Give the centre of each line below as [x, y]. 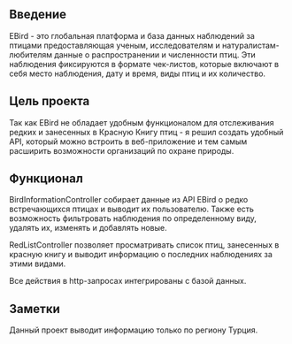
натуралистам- [251, 45]
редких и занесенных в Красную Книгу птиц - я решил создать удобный [146, 132]
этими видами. [38, 264]
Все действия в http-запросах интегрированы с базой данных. [128, 281]
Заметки [35, 309]
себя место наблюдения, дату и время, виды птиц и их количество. [138, 73]
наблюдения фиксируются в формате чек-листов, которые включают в [144, 64]
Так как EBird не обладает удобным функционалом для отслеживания [142, 122]
